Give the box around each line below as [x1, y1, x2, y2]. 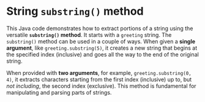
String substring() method [6, 4, 144, 18]
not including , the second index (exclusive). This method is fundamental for [6, 82, 197, 90]
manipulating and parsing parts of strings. [6, 88, 112, 96]
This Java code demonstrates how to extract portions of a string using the [6, 25, 193, 32]
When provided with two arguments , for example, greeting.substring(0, [6, 69, 192, 76]
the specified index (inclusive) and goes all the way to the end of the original [6, 50, 199, 58]
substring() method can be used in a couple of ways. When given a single [6, 37, 196, 45]
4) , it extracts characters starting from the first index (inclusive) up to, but [6, 76, 192, 83]
